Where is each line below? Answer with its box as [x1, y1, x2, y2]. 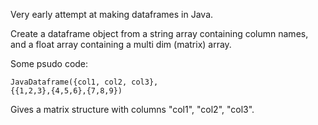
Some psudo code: [10, 58, 89, 69]
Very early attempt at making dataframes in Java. [10, 9, 214, 20]
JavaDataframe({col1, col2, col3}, [10, 77, 159, 87]
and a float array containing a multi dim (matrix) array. [10, 39, 232, 50]
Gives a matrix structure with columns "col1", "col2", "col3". [10, 104, 255, 115]
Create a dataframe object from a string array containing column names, [10, 28, 309, 39]
